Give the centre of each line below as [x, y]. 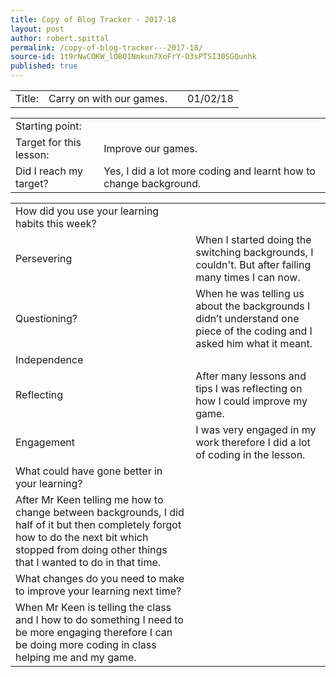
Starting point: [48, 126]
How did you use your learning [87, 211]
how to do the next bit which [82, 537]
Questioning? [46, 318]
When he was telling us [250, 293]
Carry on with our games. [108, 98]
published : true [44, 66]
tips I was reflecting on [249, 388]
